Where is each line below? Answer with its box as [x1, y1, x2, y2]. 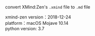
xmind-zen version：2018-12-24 [5, 14, 71, 20]
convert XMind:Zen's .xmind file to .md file [5, 4, 91, 10]
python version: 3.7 [5, 26, 45, 31]
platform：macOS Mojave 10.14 [5, 20, 69, 26]
